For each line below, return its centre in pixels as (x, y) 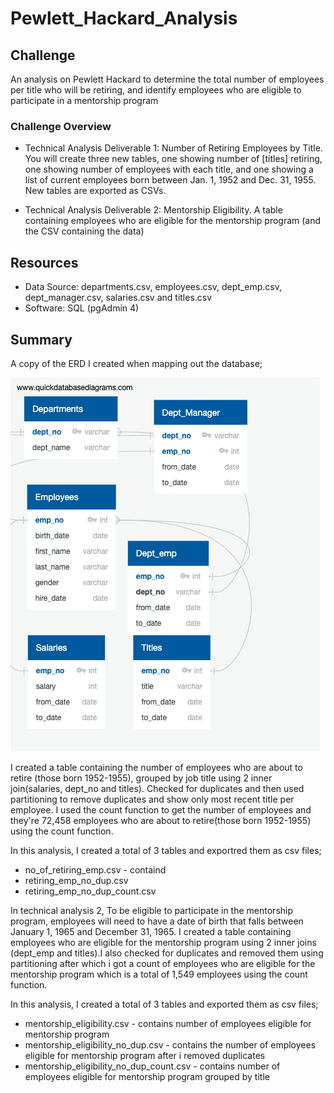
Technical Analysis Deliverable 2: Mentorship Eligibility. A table (153, 210)
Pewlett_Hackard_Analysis (124, 18)
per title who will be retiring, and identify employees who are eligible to (156, 90)
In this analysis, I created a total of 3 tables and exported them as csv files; (164, 1004)
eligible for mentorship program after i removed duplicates (145, 1055)
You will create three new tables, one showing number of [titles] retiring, (173, 159)
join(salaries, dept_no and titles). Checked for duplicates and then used (157, 788)
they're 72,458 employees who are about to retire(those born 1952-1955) (161, 820)
